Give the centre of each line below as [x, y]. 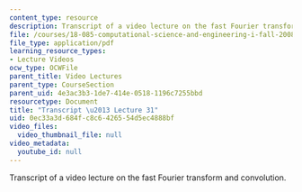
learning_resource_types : [58, 51]
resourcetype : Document [54, 101]
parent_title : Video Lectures [66, 77]
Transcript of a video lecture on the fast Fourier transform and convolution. [148, 178]
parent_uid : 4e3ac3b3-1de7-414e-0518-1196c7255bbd [106, 93]
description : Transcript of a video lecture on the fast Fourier [134, 26]
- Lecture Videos [42, 59]
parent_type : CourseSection [62, 85]
